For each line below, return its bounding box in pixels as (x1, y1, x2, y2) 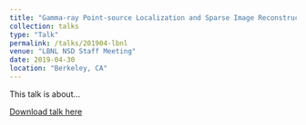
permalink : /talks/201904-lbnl (9, 38, 128, 48)
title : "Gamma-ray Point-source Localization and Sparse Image (9, 13, 255, 23)
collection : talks (9, 22, 79, 31)
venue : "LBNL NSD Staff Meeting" (9, 47, 137, 56)
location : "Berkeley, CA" (9, 64, 107, 73)
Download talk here (9, 106, 83, 117)
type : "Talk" (9, 30, 59, 39)
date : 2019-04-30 (9, 55, 76, 64)
